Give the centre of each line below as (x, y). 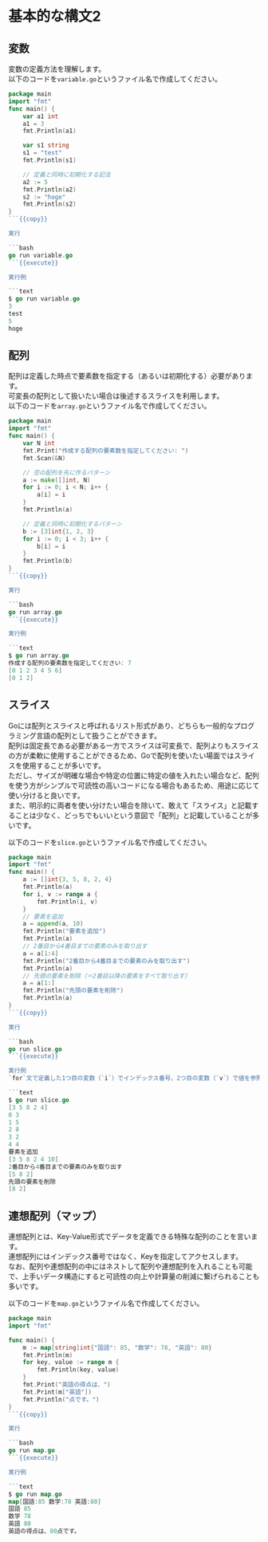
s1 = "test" (42, 153)
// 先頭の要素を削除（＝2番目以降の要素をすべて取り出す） (107, 976)
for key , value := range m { (71, 1363)
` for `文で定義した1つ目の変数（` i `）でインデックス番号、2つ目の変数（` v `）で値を (130, 1078)
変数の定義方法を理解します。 (57, 69)
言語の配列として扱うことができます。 (99, 735)
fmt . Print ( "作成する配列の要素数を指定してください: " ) (106, 450)
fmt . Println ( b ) (48, 561)
